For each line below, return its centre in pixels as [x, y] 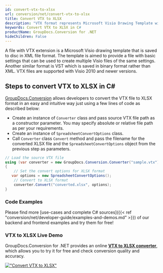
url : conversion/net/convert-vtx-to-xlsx [48, 14]
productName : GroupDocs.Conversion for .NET [51, 32]
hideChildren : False [26, 37]
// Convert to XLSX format [41, 180]
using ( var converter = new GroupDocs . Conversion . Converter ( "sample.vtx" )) [83, 162]
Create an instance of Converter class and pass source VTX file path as [83, 118]
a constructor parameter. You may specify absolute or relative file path [82, 123]
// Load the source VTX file [34, 158]
